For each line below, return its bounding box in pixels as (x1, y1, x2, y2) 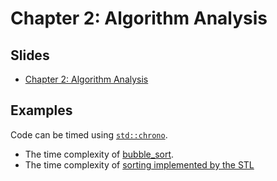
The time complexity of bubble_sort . (24, 148, 175, 160)
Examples (10, 102, 73, 119)
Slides (10, 47, 50, 64)
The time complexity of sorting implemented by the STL (24, 158, 255, 171)
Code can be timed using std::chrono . (10, 128, 168, 141)
